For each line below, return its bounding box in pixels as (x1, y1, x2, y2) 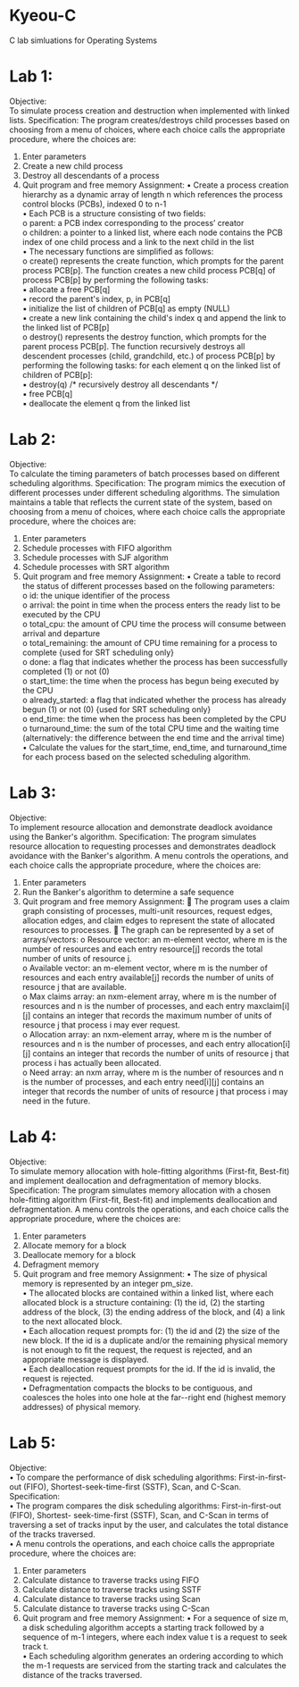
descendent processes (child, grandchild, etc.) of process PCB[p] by (21, 350, 276, 361)
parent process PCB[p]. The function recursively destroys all (21, 340, 245, 351)
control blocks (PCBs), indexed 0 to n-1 (21, 198, 167, 209)
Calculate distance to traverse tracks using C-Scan (21, 1603, 210, 1614)
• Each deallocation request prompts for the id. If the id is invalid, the (21, 1364, 276, 1374)
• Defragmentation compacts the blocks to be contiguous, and (21, 1382, 253, 1393)
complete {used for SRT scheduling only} (21, 647, 174, 658)
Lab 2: (9, 430, 56, 449)
